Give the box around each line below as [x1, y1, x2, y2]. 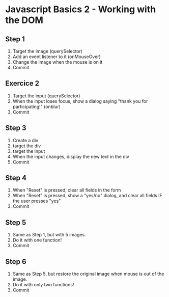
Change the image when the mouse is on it [12, 59, 103, 65]
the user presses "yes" [12, 198, 61, 204]
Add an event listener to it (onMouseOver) [12, 53, 101, 60]
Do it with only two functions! [12, 282, 74, 288]
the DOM [5, 14, 43, 26]
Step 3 [5, 124, 26, 132]
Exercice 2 [5, 79, 40, 88]
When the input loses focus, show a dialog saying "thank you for [12, 98, 148, 104]
